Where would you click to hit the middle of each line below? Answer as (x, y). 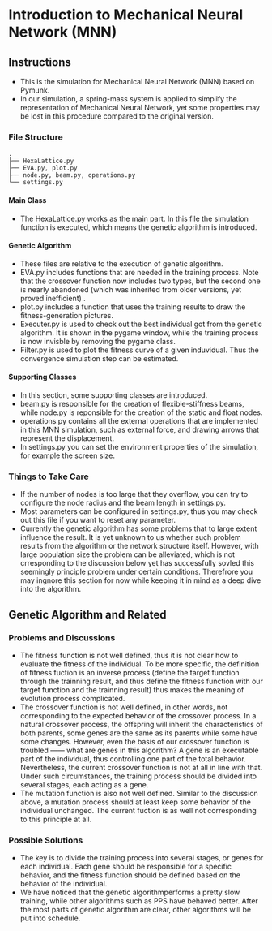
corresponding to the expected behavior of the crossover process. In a (138, 715)
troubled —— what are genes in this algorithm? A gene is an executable (139, 750)
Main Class (28, 200)
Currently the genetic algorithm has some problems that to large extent (138, 528)
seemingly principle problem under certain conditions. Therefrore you (136, 572)
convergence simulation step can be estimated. (99, 358)
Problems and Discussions (62, 637)
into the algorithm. (51, 589)
